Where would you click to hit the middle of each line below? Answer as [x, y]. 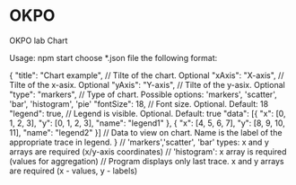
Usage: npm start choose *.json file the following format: [113, 57]
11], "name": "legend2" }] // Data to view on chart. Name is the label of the [146, 132]
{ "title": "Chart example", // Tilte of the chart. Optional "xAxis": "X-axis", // [147, 75]
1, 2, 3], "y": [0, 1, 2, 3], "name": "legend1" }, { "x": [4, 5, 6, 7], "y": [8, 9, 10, [147, 123]
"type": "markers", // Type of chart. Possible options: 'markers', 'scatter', [143, 94]
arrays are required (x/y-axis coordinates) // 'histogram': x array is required [148, 151]
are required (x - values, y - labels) [74, 171]
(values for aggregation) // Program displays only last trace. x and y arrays [147, 161]
